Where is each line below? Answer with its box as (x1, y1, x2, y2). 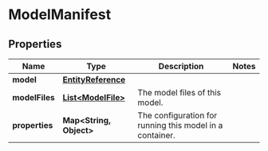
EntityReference (62, 74, 126, 85)
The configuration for (137, 110, 218, 121)
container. (137, 130, 175, 141)
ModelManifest (8, 6, 112, 24)
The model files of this (137, 87, 222, 98)
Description (158, 61, 204, 72)
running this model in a (137, 120, 223, 130)
